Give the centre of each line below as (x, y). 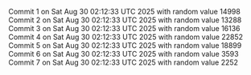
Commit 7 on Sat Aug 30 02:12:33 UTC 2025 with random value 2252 (123, 62)
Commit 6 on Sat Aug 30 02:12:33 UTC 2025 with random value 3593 (123, 54)
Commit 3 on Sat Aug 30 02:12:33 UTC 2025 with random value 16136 (124, 28)
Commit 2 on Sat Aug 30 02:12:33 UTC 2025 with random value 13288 (125, 20)
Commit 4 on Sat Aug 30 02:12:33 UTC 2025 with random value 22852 (126, 37)
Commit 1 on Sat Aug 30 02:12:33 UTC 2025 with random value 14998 (125, 12)
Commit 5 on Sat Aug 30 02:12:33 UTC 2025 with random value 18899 (125, 45)
